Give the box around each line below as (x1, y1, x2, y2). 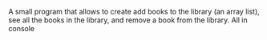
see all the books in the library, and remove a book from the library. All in (8, 15, 249, 25)
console (8, 24, 35, 33)
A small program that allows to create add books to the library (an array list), (8, 7, 261, 16)
